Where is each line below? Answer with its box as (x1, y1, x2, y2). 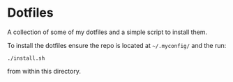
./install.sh (7, 54, 45, 62)
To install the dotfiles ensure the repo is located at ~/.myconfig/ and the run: (7, 41, 227, 49)
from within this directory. (7, 67, 82, 75)
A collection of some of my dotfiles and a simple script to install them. (7, 28, 208, 36)
